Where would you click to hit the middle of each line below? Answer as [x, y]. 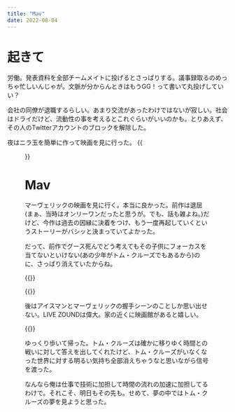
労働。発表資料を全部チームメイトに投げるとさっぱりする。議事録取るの [111, 78]
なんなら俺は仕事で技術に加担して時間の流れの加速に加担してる [116, 384]
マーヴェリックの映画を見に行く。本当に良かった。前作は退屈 [114, 205]
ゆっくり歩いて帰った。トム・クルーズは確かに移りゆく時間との [116, 343]
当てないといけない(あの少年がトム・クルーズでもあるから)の [113, 255]
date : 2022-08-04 [33, 20]
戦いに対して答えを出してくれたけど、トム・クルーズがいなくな [116, 352]
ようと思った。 [89, 402]
